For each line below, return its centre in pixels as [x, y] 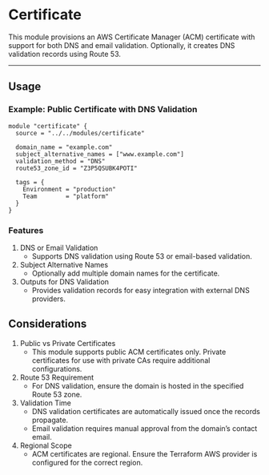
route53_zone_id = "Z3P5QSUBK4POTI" [76, 168]
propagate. [50, 420]
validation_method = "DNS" [60, 161]
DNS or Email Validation [59, 248]
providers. [49, 299]
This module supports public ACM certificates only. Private [129, 352]
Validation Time [46, 403]
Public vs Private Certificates [68, 343]
